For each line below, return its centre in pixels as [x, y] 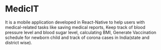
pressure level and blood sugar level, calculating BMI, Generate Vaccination [81, 32]
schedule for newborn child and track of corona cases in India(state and [77, 37]
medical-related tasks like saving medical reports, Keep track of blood [75, 27]
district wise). [19, 42]
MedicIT [22, 9]
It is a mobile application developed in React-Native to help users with [75, 22]
